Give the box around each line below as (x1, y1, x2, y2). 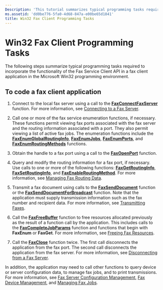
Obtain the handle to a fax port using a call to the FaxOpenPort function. (12, 150, 157, 156)
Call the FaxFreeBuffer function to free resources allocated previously (12, 214, 153, 221)
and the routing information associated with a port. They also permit (12, 126, 148, 131)
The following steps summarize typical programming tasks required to (5, 64, 145, 69)
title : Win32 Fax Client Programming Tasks (5, 16, 95, 21)
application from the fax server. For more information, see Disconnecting (12, 250, 158, 256)
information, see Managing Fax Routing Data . (12, 175, 103, 181)
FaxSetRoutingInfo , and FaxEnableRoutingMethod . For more (12, 170, 136, 176)
